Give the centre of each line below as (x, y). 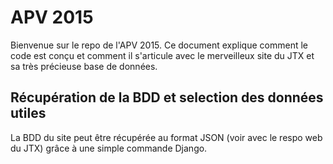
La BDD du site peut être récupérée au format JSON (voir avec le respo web (166, 137)
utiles (28, 113)
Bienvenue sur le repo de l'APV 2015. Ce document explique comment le (159, 45)
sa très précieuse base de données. (84, 66)
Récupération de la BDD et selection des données (167, 97)
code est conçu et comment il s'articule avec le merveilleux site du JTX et (162, 55)
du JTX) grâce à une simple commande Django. (109, 148)
